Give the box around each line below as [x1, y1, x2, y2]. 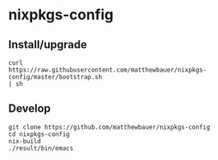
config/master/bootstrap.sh [8, 73, 103, 81]
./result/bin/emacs [8, 144, 74, 152]
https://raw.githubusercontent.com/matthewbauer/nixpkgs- [8, 66, 207, 74]
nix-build [8, 137, 42, 146]
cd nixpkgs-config [8, 130, 70, 138]
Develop [8, 102, 51, 116]
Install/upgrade [8, 38, 88, 51]
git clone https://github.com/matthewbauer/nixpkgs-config [8, 123, 211, 131]
